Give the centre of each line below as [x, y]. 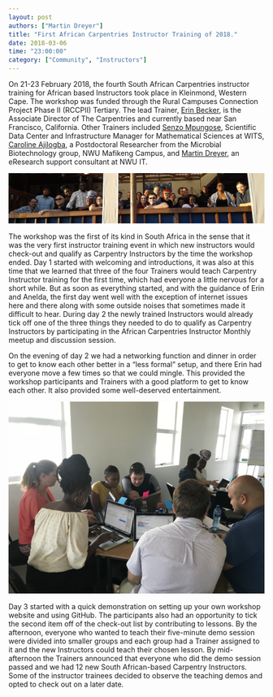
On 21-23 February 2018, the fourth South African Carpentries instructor [129, 84]
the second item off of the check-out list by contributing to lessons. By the [133, 624]
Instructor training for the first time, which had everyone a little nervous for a [136, 279]
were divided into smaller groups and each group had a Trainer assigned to [134, 641]
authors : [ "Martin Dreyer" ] [56, 26]
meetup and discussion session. [62, 340]
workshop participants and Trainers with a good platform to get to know [129, 382]
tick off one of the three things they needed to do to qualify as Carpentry [130, 323]
